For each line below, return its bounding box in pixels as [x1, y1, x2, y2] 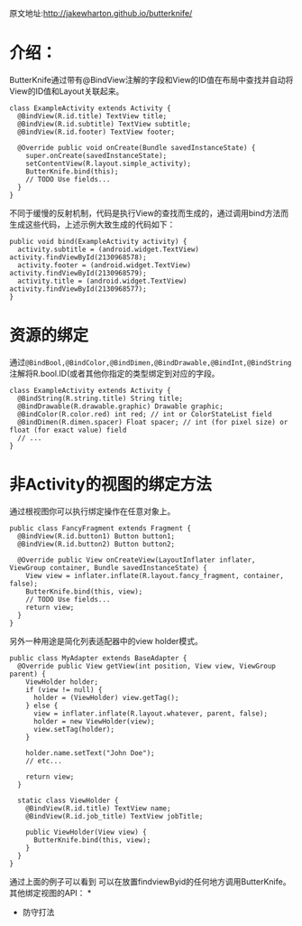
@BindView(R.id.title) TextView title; [17, 111, 168, 120]
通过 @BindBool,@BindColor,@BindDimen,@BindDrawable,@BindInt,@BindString [9, 356, 292, 368]
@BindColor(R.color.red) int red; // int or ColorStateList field [17, 409, 272, 418]
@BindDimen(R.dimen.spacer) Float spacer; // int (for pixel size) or [17, 417, 288, 426]
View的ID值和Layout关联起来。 [9, 85, 124, 97]
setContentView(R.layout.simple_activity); [25, 159, 192, 168]
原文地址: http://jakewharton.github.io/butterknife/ [9, 8, 193, 18]
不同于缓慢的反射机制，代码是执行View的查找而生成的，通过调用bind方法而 [9, 207, 289, 219]
